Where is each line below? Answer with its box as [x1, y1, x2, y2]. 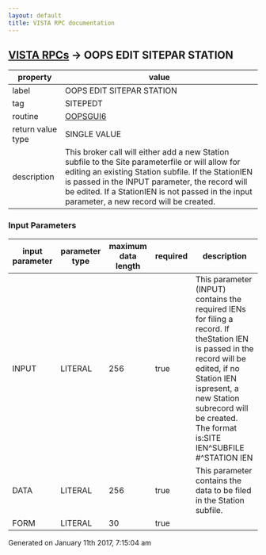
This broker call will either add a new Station [64, 147, 230, 158]
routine [12, 111, 39, 122]
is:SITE [195, 432, 222, 443]
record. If [195, 323, 230, 334]
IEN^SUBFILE [195, 442, 245, 453]
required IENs [195, 303, 247, 314]
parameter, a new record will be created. [64, 196, 216, 207]
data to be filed [195, 484, 252, 496]
